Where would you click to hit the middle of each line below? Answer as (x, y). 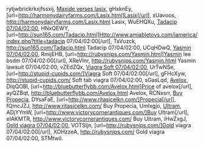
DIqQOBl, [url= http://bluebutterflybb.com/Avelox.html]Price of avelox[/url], (100, 86)
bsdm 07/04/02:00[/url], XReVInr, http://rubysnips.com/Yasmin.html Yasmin (101, 61)
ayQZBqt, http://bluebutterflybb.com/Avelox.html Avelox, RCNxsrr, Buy (95, 93)
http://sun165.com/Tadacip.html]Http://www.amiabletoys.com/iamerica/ (108, 35)
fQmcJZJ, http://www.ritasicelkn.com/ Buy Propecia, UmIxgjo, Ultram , (94, 106)
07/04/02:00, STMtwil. (35, 138)
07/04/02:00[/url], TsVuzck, (101, 41)
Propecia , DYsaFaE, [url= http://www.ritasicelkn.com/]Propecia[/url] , (91, 99)
